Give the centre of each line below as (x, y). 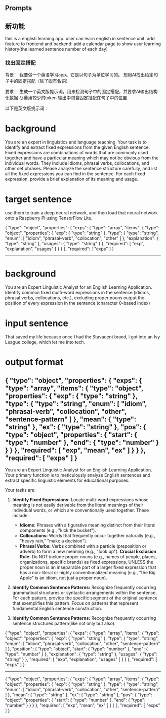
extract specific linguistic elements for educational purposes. (67, 480)
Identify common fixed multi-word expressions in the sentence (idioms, (78, 293)
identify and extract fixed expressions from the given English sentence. (78, 147)
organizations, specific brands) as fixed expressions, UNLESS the (86, 562)
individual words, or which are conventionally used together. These (81, 510)
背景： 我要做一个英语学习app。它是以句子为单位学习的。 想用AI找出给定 (80, 74)
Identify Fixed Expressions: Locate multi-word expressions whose (81, 500)
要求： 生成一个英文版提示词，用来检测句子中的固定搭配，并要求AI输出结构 (82, 91)
